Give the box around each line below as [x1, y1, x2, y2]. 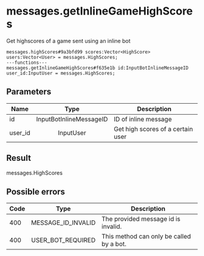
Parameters [6, 87, 52, 97]
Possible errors [6, 186, 66, 197]
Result [6, 153, 32, 163]
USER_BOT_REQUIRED [31, 236, 96, 244]
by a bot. [101, 240, 127, 248]
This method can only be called [101, 232, 191, 241]
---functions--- [6, 59, 47, 66]
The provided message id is [101, 215, 181, 223]
